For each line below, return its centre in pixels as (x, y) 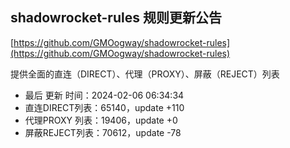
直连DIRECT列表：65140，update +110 (104, 107)
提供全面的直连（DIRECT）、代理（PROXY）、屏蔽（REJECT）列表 (145, 74)
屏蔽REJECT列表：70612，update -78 (103, 132)
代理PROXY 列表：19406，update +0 (101, 120)
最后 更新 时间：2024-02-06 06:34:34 (104, 95)
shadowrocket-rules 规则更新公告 (116, 18)
